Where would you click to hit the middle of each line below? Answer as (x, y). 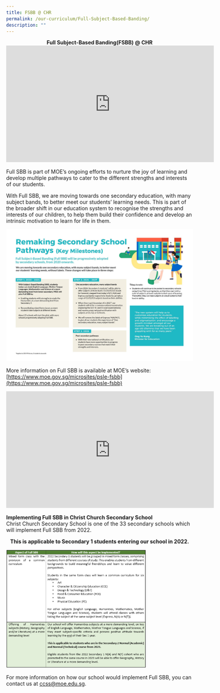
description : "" (26, 25)
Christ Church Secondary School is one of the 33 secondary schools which (98, 524)
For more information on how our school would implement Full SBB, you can (99, 678)
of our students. (26, 184)
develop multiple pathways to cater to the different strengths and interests (97, 178)
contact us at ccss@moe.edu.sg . (46, 684)
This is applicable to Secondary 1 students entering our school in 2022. (100, 541)
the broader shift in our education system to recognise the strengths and (95, 208)
